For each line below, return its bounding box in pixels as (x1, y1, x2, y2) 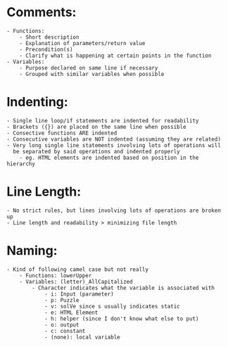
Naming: (6, 243, 58, 258)
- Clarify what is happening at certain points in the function (19, 52, 212, 59)
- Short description (19, 33, 80, 41)
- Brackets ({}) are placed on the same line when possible (6, 123, 187, 130)
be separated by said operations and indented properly (13, 148, 180, 155)
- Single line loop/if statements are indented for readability (6, 117, 199, 124)
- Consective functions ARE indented (6, 130, 118, 137)
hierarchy (6, 160, 36, 168)
